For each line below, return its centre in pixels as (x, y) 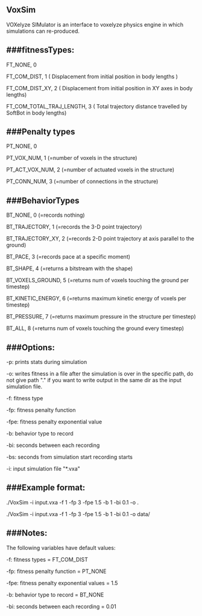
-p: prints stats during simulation (47, 362)
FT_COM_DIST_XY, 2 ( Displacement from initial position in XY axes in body (99, 88)
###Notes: (27, 533)
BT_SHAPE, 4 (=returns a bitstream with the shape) (70, 268)
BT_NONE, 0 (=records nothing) (46, 215)
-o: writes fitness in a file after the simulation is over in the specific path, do (100, 374)
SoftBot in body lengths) (36, 113)
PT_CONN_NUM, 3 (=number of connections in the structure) (82, 182)
